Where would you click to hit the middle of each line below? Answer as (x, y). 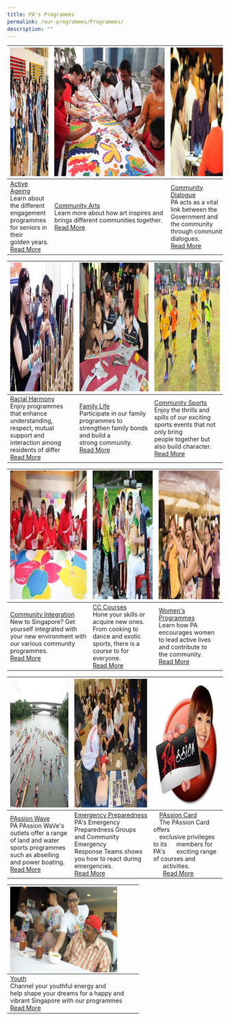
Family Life (94, 406)
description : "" (30, 29)
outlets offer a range (39, 833)
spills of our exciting (182, 417)
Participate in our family (113, 413)
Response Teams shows (108, 851)
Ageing (20, 191)
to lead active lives (185, 640)
